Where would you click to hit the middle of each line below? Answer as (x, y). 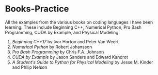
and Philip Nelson (30, 67)
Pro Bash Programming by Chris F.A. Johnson (58, 52)
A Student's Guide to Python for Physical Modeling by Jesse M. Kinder (83, 62)
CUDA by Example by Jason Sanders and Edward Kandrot (70, 57)
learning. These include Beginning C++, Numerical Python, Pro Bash (73, 27)
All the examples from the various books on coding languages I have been (79, 22)
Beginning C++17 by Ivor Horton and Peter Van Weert (65, 41)
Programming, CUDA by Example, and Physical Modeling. (63, 32)
